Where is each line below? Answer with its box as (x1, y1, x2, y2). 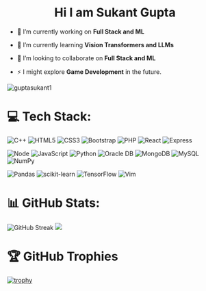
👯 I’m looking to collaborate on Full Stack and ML (16, 53, 156, 62)
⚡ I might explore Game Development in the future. (16, 67, 162, 76)
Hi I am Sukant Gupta (54, 5, 176, 21)
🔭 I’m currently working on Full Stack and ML (16, 27, 145, 36)
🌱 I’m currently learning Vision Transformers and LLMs (16, 40, 175, 49)
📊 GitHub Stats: (7, 195, 101, 211)
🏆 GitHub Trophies (7, 249, 118, 264)
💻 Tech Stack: (7, 109, 92, 125)
